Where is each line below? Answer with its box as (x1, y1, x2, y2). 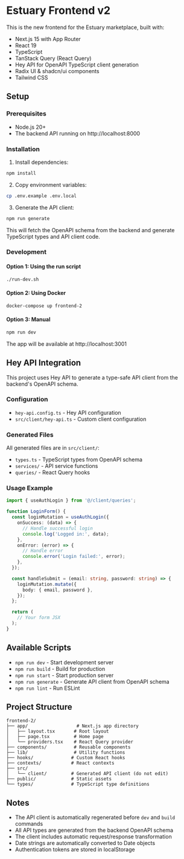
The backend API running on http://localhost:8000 (14, 129, 141, 137)
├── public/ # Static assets (6, 776, 112, 782)
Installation (6, 144, 40, 153)
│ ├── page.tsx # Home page (6, 734, 104, 740)
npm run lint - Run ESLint (14, 684, 80, 692)
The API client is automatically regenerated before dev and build (14, 814, 176, 821)
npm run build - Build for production (14, 665, 106, 672)
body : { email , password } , (22, 587, 94, 593)
